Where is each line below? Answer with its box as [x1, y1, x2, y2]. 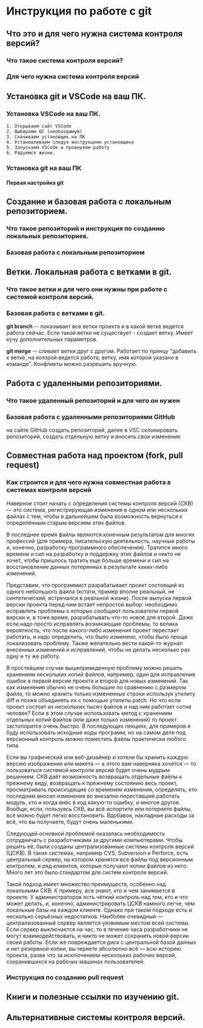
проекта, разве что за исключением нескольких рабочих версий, [6, 951, 177, 959]
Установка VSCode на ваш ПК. [6, 109, 101, 118]
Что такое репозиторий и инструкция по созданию [6, 224, 165, 232]
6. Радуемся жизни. [6, 150, 56, 156]
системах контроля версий [6, 486, 92, 494]
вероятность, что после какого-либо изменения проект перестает [6, 626, 179, 633]
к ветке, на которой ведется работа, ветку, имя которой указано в [6, 354, 179, 361]
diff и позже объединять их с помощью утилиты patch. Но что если [6, 696, 181, 703]
